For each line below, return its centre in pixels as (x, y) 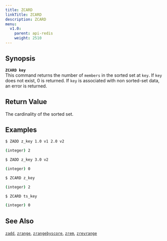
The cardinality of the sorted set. (39, 114)
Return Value (26, 102)
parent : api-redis (34, 33)
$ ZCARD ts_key (21, 196)
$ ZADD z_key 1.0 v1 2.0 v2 (35, 141)
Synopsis (20, 59)
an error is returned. (26, 86)
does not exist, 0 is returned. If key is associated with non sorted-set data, (82, 80)
